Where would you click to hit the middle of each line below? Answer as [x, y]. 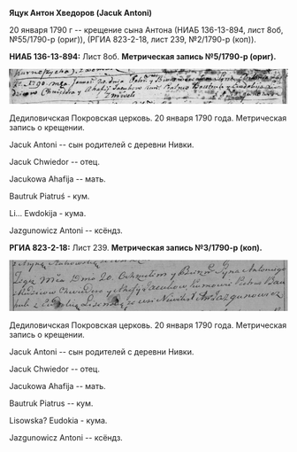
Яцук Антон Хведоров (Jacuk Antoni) [81, 13]
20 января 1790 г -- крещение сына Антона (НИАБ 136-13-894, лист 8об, [146, 30]
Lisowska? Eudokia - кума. [58, 421]
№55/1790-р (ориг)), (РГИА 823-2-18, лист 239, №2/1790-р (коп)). [133, 39]
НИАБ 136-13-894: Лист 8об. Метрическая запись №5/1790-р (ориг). [143, 56]
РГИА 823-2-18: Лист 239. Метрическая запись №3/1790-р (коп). [136, 248]
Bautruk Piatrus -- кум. [51, 403]
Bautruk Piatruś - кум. [49, 196]
